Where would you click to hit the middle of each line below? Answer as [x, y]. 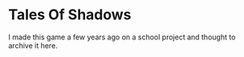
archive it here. [33, 45]
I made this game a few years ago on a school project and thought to [122, 37]
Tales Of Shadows [70, 15]
